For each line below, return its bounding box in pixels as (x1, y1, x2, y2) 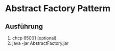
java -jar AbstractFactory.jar (12, 40, 69, 46)
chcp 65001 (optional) (12, 35, 57, 41)
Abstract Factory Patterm (5, 3, 111, 14)
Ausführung (5, 22, 43, 31)
